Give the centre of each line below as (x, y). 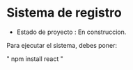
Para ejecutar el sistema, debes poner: (62, 45)
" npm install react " (35, 59)
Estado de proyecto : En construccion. (71, 32)
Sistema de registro (64, 13)
